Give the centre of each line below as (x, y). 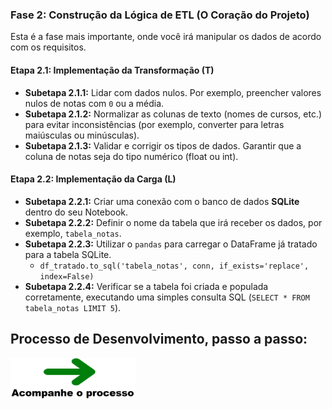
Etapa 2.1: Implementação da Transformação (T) (112, 70)
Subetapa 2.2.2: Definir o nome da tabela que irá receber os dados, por (173, 222)
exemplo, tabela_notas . (73, 233)
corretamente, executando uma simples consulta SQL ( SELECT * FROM (167, 297)
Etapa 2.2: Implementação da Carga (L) (93, 179)
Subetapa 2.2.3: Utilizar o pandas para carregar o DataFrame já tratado (171, 244)
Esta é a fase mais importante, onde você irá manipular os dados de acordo (166, 37)
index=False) (67, 276)
